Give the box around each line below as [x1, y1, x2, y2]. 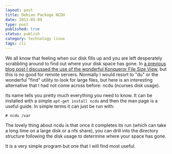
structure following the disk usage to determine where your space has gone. [5, 133, 166, 139]
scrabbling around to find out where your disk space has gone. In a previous [5, 60, 166, 67]
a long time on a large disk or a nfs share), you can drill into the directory [5, 127, 159, 133]
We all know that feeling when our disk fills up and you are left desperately [5, 55, 163, 61]
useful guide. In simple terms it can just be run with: [5, 103, 115, 109]
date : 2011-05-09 [5, 17, 42, 22]
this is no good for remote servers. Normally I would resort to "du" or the [5, 71, 159, 78]
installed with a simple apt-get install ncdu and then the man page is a [5, 98, 158, 104]
